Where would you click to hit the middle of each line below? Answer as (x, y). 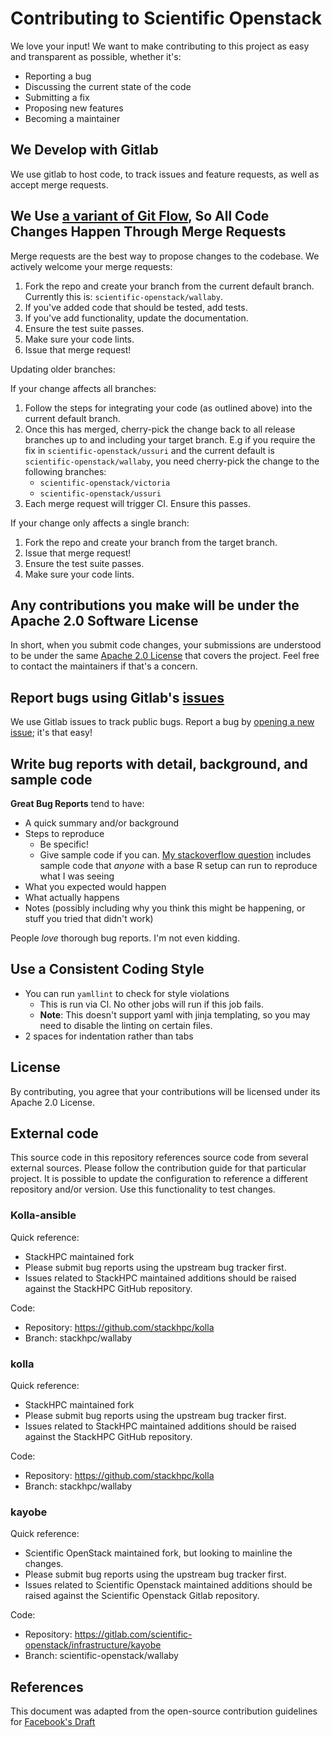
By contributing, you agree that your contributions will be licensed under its (165, 1091)
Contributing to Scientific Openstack (166, 18)
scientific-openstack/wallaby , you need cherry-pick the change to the (172, 461)
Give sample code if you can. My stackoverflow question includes (175, 855)
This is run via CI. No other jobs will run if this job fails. (152, 1004)
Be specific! (64, 844)
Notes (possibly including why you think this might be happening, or (165, 908)
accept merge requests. (59, 184)
